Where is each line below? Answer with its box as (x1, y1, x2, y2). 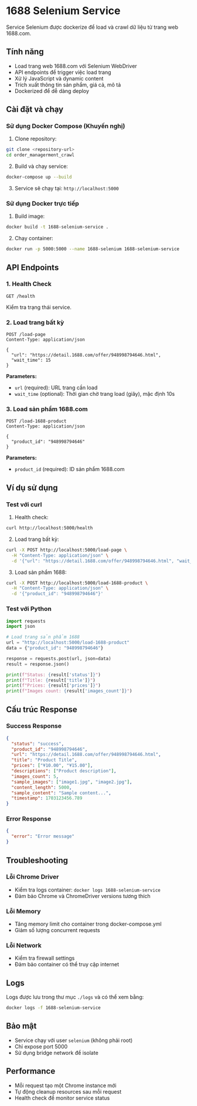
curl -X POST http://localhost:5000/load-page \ (6, 547, 127, 553)
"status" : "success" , (11, 741, 64, 747)
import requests (6, 618, 46, 624)
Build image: (14, 213, 45, 220)
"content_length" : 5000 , (11, 784, 72, 791)
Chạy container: (14, 235, 54, 242)
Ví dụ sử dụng (6, 483, 58, 493)
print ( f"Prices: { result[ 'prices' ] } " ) (6, 683, 101, 688)
